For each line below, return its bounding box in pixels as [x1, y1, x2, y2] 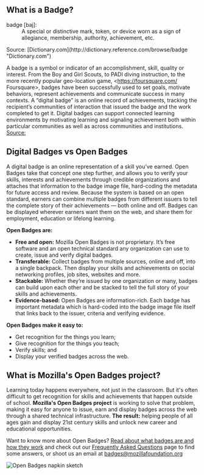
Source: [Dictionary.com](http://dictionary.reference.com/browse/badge [6, 46, 188, 53]
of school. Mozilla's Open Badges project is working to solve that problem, [6, 399, 195, 407]
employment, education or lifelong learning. [6, 215, 116, 222]
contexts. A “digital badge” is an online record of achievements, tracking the [6, 96, 197, 104]
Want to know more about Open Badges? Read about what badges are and [6, 437, 194, 445]
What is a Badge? [6, 5, 74, 15]
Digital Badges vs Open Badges [6, 146, 128, 157]
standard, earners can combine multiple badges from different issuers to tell [6, 195, 198, 202]
